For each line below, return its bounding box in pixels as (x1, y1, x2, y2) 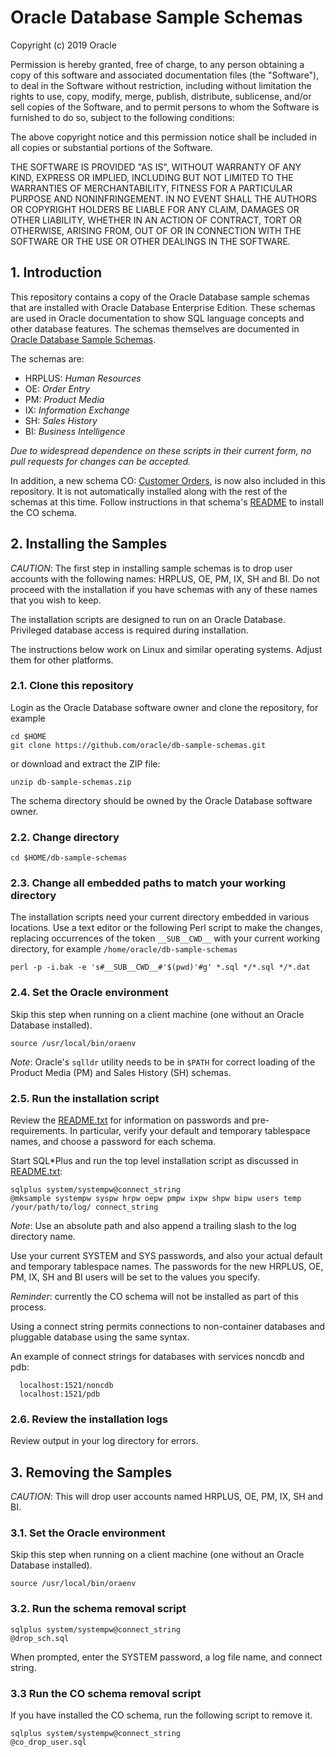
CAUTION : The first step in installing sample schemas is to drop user (10, 562, 293, 574)
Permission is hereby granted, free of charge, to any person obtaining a (10, 58, 305, 70)
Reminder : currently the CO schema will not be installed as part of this (10, 1291, 299, 1303)
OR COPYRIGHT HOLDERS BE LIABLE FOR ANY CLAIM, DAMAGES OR (10, 203, 300, 215)
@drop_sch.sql (10, 1633, 70, 1643)
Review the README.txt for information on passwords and (10, 1114, 250, 1126)
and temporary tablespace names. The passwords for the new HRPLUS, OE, (10, 1261, 324, 1273)
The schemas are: (10, 352, 85, 365)
